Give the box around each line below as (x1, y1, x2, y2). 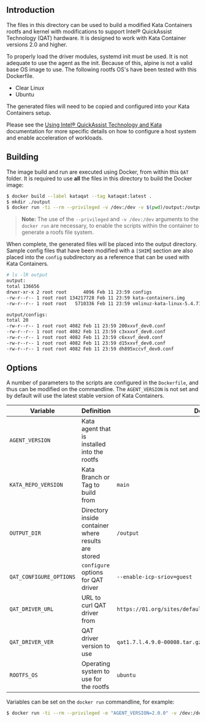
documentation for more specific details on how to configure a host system (6, 127, 196, 134)
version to (81, 642, 110, 650)
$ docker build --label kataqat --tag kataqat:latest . (6, 193, 152, 199)
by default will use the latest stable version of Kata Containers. (6, 392, 164, 400)
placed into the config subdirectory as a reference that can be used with (6, 254, 190, 261)
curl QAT (81, 601, 107, 610)
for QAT (81, 576, 104, 584)
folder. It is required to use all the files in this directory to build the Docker (6, 174, 193, 182)
